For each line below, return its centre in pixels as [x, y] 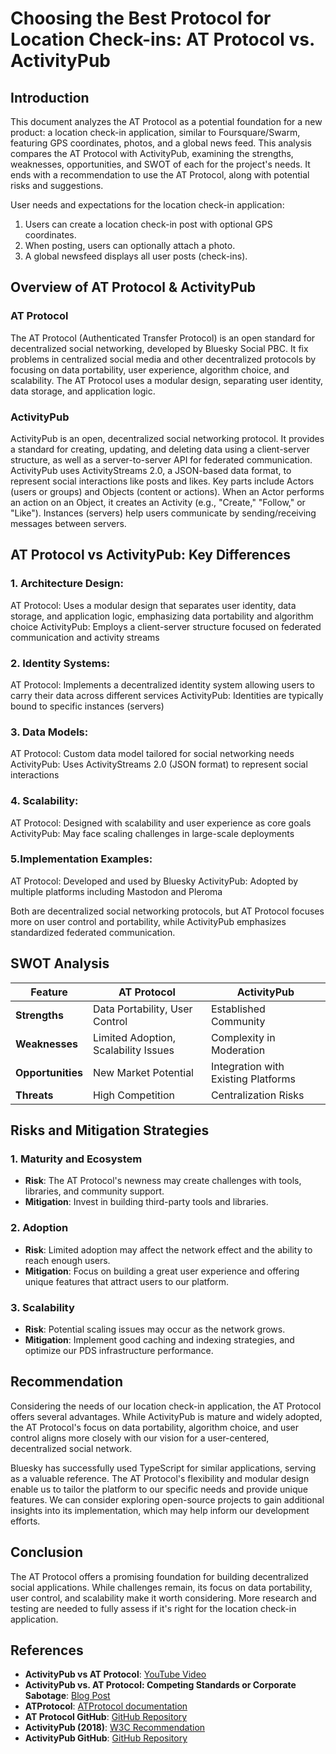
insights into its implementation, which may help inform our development [160, 1510]
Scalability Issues [133, 1050]
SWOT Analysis [60, 963]
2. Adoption [39, 1228]
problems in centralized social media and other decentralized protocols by [163, 359]
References [47, 1650]
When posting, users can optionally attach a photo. [130, 245]
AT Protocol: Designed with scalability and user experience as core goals [161, 823]
